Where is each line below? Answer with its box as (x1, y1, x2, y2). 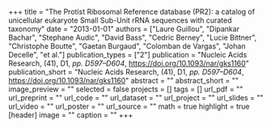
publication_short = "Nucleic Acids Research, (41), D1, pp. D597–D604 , (8, 67, 244, 76)
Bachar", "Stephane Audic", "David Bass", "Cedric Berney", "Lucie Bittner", (8, 32, 257, 42)
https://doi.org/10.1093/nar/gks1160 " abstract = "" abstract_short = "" (8, 76, 239, 85)
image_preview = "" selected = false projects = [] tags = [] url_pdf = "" (8, 84, 243, 94)
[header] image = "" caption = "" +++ (8, 110, 133, 120)
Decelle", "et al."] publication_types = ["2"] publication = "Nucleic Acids (8, 50, 248, 59)
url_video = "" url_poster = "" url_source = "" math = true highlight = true (8, 101, 250, 111)
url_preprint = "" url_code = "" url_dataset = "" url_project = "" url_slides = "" (8, 93, 264, 102)
